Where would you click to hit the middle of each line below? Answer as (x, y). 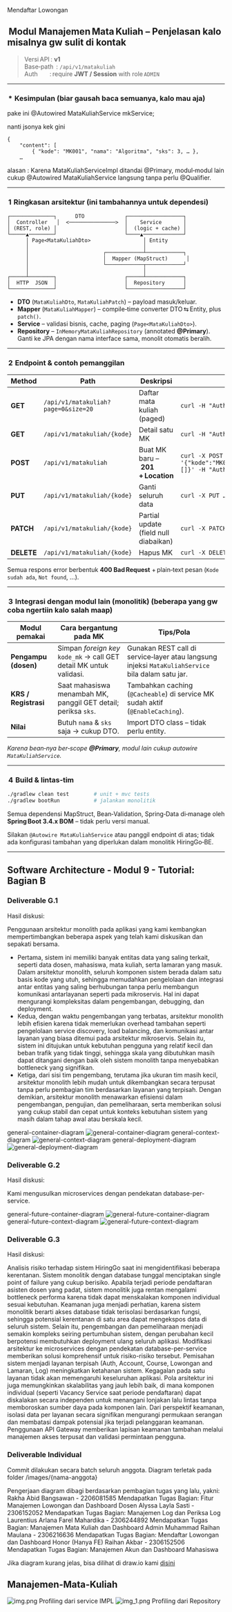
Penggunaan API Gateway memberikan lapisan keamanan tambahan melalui (115, 1429)
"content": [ (38, 146)
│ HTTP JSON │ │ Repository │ (97, 283)
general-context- (195, 1132)
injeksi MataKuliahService (168, 665)
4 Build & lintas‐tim (41, 779)
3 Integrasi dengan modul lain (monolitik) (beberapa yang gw (113, 601)
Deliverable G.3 (33, 1239)
